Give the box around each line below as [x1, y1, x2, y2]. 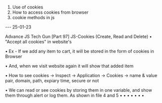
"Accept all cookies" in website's [5, 39, 72, 45]
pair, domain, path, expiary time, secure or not [5, 78, 99, 83]
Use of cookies [12, 4, 43, 10]
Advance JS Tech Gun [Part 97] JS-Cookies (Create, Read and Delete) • [5, 34, 152, 39]
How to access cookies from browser [12, 9, 89, 15]
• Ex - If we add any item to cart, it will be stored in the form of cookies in [5, 49, 155, 54]
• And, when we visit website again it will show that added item [5, 63, 134, 69]
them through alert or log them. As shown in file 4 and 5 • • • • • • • [5, 93, 144, 98]
